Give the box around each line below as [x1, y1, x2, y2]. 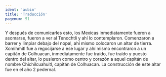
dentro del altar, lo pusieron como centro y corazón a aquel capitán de [5, 56, 148, 62]
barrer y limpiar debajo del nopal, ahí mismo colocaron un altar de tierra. [5, 40, 153, 46]
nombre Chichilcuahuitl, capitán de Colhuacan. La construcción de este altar [5, 61, 161, 67]
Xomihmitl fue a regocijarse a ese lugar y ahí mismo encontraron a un [5, 45, 147, 52]
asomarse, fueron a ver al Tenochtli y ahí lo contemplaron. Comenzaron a [5, 35, 155, 41]
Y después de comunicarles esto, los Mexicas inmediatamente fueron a [5, 30, 151, 36]
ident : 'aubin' [5, 7, 37, 12]
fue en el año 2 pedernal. [5, 67, 56, 73]
